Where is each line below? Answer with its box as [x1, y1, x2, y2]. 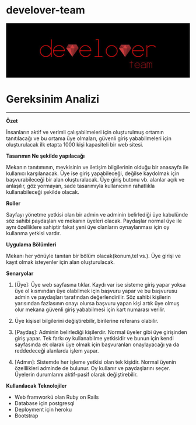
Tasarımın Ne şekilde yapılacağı [6, 152, 85, 159]
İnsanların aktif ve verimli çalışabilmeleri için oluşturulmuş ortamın [6, 129, 164, 135]
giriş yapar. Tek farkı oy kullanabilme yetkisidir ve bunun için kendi [14, 335, 174, 342]
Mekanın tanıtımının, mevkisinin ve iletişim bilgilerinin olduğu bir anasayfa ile [6, 164, 189, 170]
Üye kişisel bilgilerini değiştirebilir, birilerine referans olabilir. [14, 318, 159, 324]
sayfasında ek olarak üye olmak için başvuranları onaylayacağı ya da [14, 341, 180, 348]
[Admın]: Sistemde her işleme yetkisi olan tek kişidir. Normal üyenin [14, 358, 177, 365]
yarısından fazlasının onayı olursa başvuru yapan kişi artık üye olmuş [14, 300, 180, 306]
